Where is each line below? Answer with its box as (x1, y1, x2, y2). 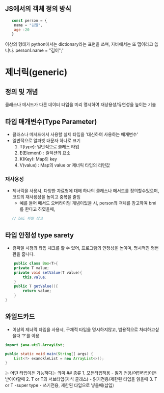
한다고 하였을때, (25, 206, 55, 212)
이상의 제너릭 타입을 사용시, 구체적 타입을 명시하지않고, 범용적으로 (12, 327, 138, 332)
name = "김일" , (14, 23, 43, 28)
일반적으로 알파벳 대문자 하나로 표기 (12, 137, 81, 144)
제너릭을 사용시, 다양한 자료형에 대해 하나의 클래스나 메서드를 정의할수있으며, (12, 188, 160, 194)
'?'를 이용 (21, 332, 40, 338)
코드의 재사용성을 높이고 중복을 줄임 (12, 194, 81, 200)
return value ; (23, 289, 52, 294)
